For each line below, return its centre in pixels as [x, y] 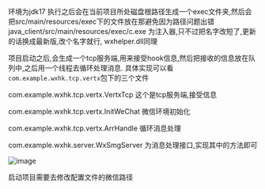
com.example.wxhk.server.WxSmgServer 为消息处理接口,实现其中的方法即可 [133, 145]
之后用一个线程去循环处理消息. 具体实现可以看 [99, 68]
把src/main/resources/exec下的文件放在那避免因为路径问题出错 [112, 21]
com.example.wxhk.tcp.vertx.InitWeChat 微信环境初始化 [100, 112]
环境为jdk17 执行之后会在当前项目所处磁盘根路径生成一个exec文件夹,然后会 [130, 11]
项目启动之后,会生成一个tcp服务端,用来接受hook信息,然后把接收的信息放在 [129, 58]
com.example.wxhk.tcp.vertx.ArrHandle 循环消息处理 [95, 128]
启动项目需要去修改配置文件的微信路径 [70, 177]
